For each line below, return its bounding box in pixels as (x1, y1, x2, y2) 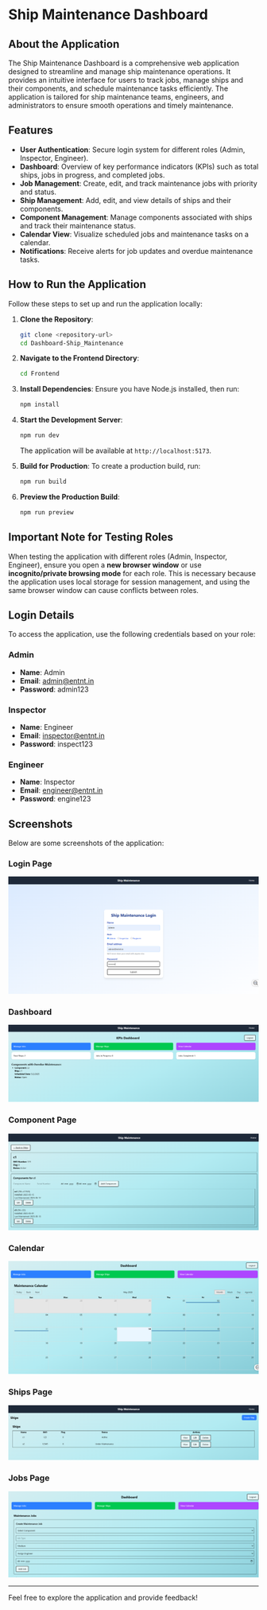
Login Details (8, 608, 75, 622)
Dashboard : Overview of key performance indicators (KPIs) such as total (19, 162, 259, 171)
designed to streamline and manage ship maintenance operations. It (8, 67, 231, 76)
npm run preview (19, 508, 74, 517)
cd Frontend (19, 370, 60, 378)
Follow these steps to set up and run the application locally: (8, 298, 203, 308)
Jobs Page (8, 1472, 50, 1483)
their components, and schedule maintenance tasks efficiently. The (8, 84, 229, 93)
